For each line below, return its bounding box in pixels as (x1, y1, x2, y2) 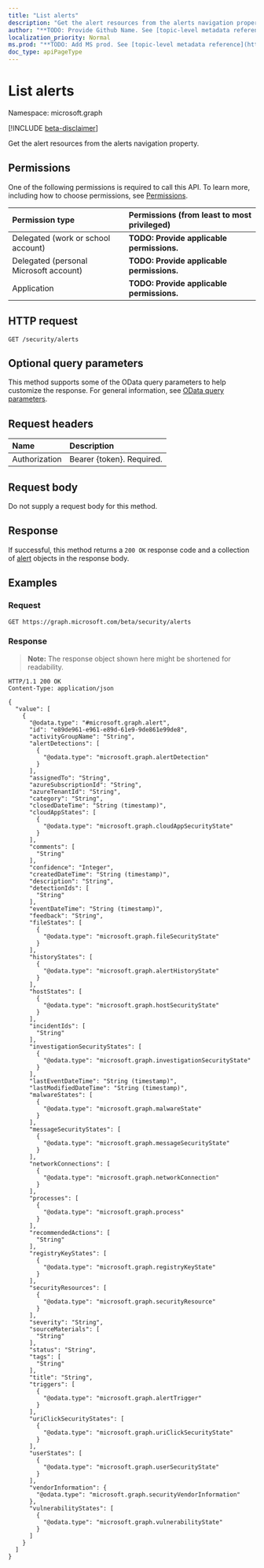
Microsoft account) (12, 265, 83, 276)
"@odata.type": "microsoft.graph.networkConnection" (42, 1173, 220, 1181)
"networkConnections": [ (28, 1159, 111, 1168)
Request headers (8, 417, 94, 430)
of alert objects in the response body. (8, 553, 130, 563)
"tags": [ (28, 1352, 61, 1361)
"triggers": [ (28, 1380, 76, 1388)
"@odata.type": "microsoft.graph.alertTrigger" (42, 1394, 202, 1402)
